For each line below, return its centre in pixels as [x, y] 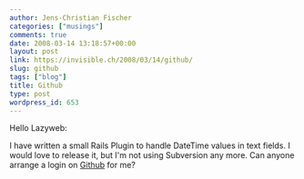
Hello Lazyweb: [39, 128]
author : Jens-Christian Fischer [71, 18]
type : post [30, 94]
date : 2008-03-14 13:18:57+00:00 [73, 43]
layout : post [34, 52]
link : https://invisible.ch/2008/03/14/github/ [101, 60]
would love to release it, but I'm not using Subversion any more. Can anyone [152, 155]
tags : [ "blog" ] [38, 77]
